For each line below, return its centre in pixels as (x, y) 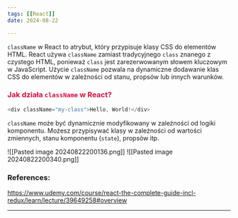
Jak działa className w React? (59, 95)
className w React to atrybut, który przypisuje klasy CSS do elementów (112, 47)
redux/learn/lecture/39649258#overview (67, 200)
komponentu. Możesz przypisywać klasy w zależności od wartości (104, 131)
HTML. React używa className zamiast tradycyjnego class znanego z (109, 54)
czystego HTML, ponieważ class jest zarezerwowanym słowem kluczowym (118, 61)
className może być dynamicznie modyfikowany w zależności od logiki (112, 123)
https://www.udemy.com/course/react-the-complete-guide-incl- (102, 193)
